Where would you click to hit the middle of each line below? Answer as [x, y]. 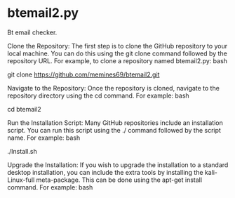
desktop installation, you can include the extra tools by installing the [105, 172]
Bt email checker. [32, 32]
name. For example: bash [44, 138]
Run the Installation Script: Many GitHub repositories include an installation [115, 123]
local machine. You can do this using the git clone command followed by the [117, 53]
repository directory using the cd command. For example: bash [98, 95]
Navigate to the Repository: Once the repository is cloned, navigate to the [113, 88]
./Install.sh [22, 151]
